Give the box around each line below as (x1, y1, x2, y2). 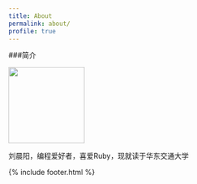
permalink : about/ (8, 20, 71, 28)
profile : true (8, 27, 57, 35)
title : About (8, 11, 53, 20)
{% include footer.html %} (8, 168, 96, 177)
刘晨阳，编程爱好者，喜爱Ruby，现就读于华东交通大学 (8, 151, 189, 161)
